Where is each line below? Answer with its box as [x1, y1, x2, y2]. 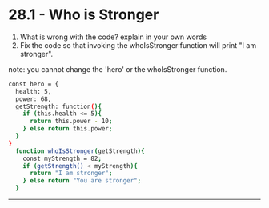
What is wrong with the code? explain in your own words [19, 32, 207, 42]
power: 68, [15, 94, 52, 103]
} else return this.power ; [22, 125, 113, 133]
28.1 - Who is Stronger [8, 6, 159, 24]
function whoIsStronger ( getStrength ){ [15, 146, 146, 155]
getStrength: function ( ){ [15, 102, 102, 110]
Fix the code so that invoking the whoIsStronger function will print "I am [19, 40, 257, 50]
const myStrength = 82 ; [22, 154, 102, 162]
